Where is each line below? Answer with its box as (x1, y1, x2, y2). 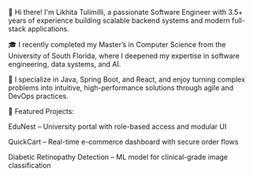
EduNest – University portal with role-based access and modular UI (8, 122, 227, 131)
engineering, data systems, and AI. (8, 60, 121, 68)
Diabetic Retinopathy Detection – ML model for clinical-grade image (8, 152, 229, 161)
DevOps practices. (8, 91, 69, 101)
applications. (27, 24, 69, 33)
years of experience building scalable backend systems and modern (8, 16, 231, 25)
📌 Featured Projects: (8, 107, 75, 115)
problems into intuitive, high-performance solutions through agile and (8, 83, 234, 92)
